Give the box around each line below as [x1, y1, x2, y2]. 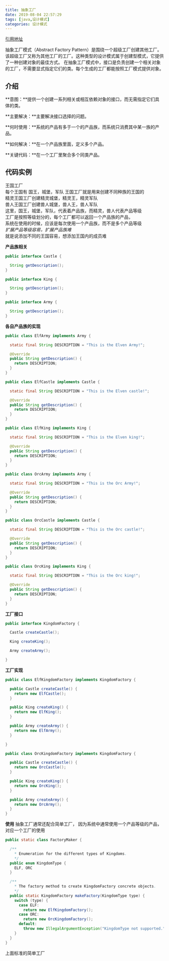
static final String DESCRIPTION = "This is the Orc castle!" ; [10, 527, 145, 532]
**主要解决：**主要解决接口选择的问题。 [5, 113, 90, 119]
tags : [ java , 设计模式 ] [5, 17, 50, 22]
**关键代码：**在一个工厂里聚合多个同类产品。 [5, 152, 103, 158]
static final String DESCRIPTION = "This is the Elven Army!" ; [10, 342, 145, 348]
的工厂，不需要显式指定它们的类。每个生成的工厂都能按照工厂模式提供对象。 [5, 66, 164, 72]
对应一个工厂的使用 [5, 827, 45, 834]
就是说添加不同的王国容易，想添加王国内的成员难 [5, 233, 107, 239]
